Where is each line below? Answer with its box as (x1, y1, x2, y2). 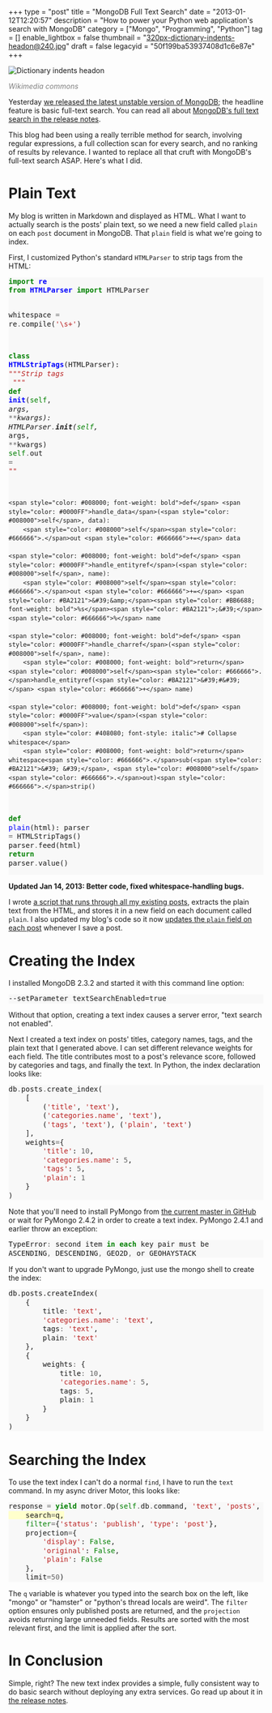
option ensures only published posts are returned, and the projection (8, 1605, 240, 1616)
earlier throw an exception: (8, 1224, 98, 1234)
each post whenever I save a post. (8, 923, 123, 933)
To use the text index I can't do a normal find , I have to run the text (8, 1477, 234, 1487)
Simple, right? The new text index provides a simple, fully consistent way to (8, 1678, 260, 1688)
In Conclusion (8, 1651, 104, 1669)
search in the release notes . (8, 114, 101, 124)
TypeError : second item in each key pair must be (8, 1240, 210, 1249)
